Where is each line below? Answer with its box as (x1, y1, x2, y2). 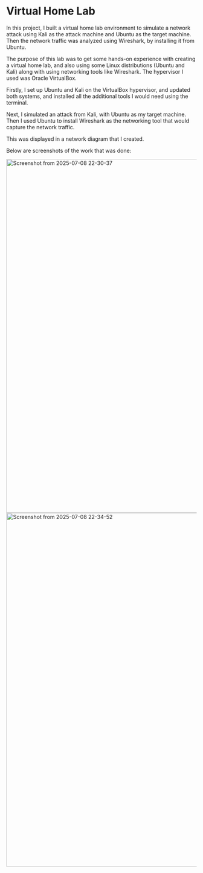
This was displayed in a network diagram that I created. (6, 135, 144, 143)
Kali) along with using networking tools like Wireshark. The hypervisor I (6, 68, 184, 75)
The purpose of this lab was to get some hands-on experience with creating (6, 55, 196, 62)
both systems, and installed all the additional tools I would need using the (6, 92, 188, 100)
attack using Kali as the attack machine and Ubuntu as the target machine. (6, 30, 192, 37)
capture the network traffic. (6, 123, 75, 130)
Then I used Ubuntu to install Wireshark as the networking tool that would (6, 117, 190, 124)
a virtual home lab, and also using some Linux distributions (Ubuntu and (6, 62, 185, 69)
